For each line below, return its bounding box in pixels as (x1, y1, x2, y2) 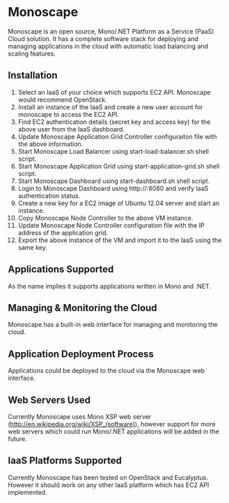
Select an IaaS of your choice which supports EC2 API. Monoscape (17, 88, 211, 96)
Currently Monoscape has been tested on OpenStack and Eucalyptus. (8, 473, 208, 481)
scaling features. (8, 49, 56, 58)
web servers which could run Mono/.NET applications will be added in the (8, 427, 220, 436)
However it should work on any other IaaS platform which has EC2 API (8, 481, 210, 489)
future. (8, 435, 27, 442)
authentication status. (17, 191, 81, 200)
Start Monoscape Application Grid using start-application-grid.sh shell (17, 161, 220, 170)
